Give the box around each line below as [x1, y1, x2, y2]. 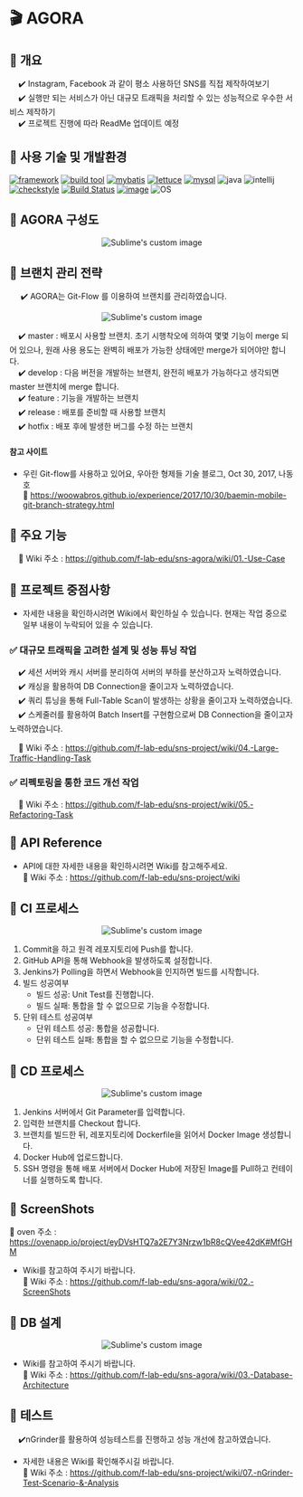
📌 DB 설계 [9, 1314, 62, 1331]
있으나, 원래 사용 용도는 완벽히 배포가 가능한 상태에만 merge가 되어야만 [18, 345, 270, 355]
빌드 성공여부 [22, 978, 70, 989]
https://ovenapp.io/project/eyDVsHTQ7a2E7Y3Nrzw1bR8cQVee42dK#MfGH [9, 1236, 293, 1247]
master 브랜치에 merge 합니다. [9, 382, 119, 393]
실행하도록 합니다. [39, 1174, 103, 1186]
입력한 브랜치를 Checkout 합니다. [22, 1118, 141, 1129]
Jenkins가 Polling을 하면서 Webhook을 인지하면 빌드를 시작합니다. [22, 966, 260, 978]
